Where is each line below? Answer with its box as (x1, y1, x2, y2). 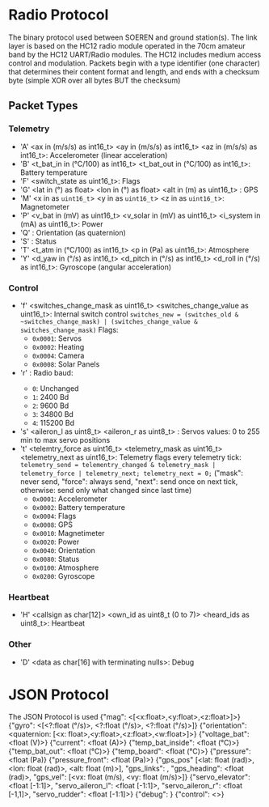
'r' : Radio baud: (19, 367, 74, 377)
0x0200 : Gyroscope (32, 571, 95, 580)
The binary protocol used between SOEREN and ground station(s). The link (8, 32, 258, 42)
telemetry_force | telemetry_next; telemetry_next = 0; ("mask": (19, 468, 244, 478)
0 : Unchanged (32, 383, 79, 393)
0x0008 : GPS (32, 520, 73, 529)
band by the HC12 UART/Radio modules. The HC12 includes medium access (8, 49, 262, 59)
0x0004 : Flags (32, 511, 77, 520)
